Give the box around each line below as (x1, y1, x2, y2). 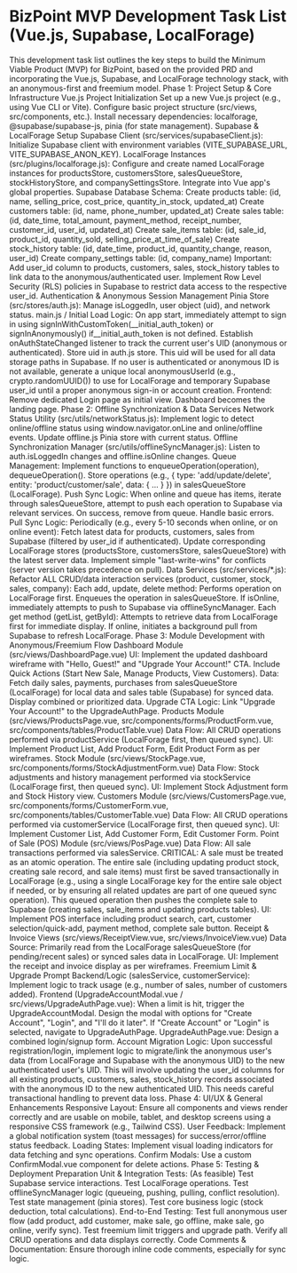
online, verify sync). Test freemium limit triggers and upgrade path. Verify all (9, 1224, 288, 1236)
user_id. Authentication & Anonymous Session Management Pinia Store (9, 290, 270, 301)
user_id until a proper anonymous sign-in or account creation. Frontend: (9, 385, 272, 395)
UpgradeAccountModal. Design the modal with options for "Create (9, 1007, 253, 1018)
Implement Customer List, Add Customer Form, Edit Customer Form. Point (9, 828, 279, 839)
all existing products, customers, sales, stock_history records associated (9, 1073, 275, 1085)
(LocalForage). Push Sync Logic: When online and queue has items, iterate (9, 489, 282, 499)
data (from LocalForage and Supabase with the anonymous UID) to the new (9, 1054, 285, 1065)
